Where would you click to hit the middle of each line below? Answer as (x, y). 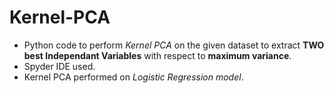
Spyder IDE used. (59, 66)
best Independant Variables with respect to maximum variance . (157, 55)
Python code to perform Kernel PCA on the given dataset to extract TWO (174, 45)
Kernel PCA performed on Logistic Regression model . (133, 77)
